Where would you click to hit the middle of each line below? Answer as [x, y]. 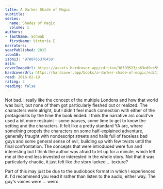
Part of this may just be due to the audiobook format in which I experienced [81, 171]
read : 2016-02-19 [23, 77]
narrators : [16, 46]
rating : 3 [15, 81]
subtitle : [15, 14]
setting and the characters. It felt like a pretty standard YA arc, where [74, 126]
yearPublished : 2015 [26, 50]
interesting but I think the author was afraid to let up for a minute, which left [80, 151]
